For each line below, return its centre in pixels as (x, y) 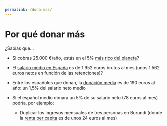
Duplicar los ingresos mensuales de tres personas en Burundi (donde (91, 112)
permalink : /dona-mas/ (29, 10)
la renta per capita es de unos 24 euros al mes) (68, 118)
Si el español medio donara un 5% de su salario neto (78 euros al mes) (85, 97)
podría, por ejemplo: (33, 103)
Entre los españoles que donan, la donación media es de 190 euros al (83, 82)
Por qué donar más (45, 34)
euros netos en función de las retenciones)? (58, 73)
